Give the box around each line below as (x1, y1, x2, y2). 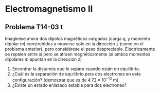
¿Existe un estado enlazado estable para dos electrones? (12, 82, 126, 88)
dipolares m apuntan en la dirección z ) (5, 56, 82, 62)
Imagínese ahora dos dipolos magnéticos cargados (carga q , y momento (5, 36, 151, 41)
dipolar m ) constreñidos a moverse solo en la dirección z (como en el (5, 41, 143, 47)
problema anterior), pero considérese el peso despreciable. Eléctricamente (5, 46, 156, 52)
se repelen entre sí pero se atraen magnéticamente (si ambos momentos (5, 51, 151, 57)
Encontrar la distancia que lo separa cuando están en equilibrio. (12, 66, 140, 72)
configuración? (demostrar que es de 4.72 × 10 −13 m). (12, 76, 120, 83)
